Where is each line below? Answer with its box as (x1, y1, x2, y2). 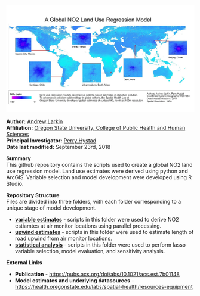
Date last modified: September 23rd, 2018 (6, 143, 111, 150)
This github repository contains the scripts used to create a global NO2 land (6, 161, 193, 168)
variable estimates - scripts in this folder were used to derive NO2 (14, 216, 179, 223)
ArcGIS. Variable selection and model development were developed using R (6, 173, 192, 180)
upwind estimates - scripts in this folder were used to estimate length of (14, 228, 194, 235)
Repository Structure (6, 191, 60, 198)
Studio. (6, 180, 24, 187)
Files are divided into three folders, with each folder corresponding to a (6, 198, 181, 205)
